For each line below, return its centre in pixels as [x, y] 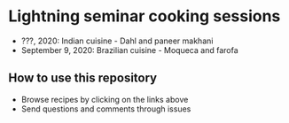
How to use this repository [83, 78]
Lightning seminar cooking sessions [144, 16]
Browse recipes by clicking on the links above [105, 99]
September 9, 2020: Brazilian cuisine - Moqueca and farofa [129, 50]
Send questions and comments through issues [106, 109]
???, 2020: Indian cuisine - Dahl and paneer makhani [117, 41]
